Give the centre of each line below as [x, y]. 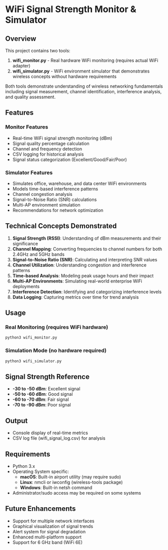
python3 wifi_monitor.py [31, 338]
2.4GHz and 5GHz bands [38, 254]
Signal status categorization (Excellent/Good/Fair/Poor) [70, 159]
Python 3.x [24, 466]
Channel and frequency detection [47, 149]
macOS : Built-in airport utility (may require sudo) [70, 476]
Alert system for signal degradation [49, 531]
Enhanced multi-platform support [47, 537]
